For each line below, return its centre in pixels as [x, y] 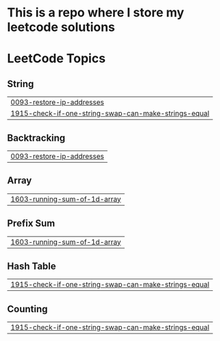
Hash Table [32, 267]
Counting [27, 309]
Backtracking [36, 138]
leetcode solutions [61, 27]
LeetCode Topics [57, 59]
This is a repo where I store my [96, 13]
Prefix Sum [31, 223]
